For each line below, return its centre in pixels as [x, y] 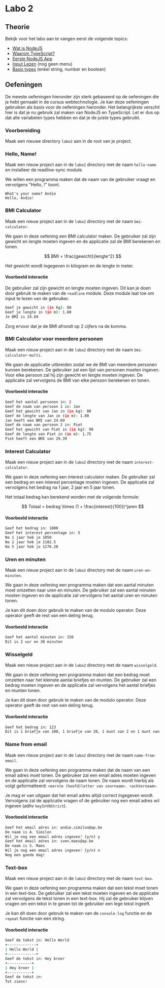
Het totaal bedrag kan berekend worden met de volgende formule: [72, 497]
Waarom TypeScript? [33, 53]
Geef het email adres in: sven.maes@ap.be [49, 841]
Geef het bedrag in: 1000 [32, 528]
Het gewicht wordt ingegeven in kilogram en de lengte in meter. [69, 266]
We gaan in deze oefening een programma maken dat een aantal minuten [80, 585]
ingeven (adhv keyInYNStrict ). [36, 806]
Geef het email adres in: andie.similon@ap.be [54, 828]
